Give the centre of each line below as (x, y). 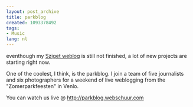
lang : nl (17, 39)
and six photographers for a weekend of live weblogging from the (86, 80)
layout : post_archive (33, 12)
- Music (16, 34)
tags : (13, 28)
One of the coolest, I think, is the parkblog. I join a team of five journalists (95, 74)
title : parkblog (26, 17)
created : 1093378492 (32, 22)
